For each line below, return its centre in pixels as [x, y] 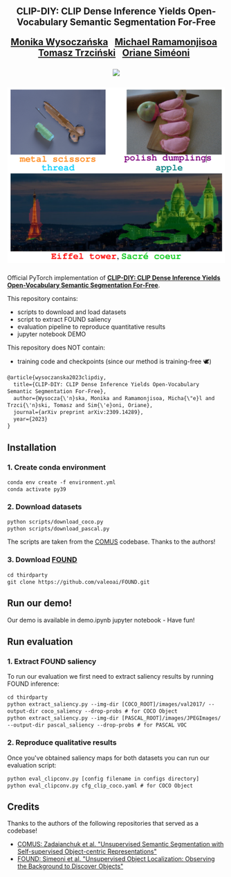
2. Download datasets [45, 507]
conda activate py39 [37, 489]
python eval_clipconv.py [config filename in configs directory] [103, 779]
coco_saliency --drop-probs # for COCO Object [109, 711]
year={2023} [31, 419]
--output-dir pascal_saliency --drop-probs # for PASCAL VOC [97, 725]
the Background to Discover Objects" [70, 867]
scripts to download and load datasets [72, 312]
